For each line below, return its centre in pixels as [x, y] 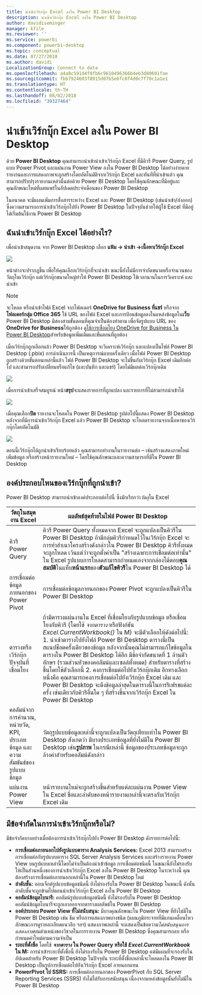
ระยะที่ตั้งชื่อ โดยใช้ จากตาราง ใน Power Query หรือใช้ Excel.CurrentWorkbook [103, 945]
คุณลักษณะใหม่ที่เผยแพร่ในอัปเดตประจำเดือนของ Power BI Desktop [77, 188]
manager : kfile [25, 29]
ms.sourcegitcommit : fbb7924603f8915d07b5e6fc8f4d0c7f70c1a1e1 [87, 79]
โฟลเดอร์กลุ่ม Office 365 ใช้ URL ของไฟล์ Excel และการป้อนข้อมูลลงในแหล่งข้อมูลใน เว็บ [98, 314]
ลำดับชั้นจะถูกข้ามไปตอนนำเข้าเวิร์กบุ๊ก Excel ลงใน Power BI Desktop [88, 891]
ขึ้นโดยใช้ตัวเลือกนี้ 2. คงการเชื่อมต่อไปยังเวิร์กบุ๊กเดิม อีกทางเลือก [115, 670]
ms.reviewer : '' [26, 34]
